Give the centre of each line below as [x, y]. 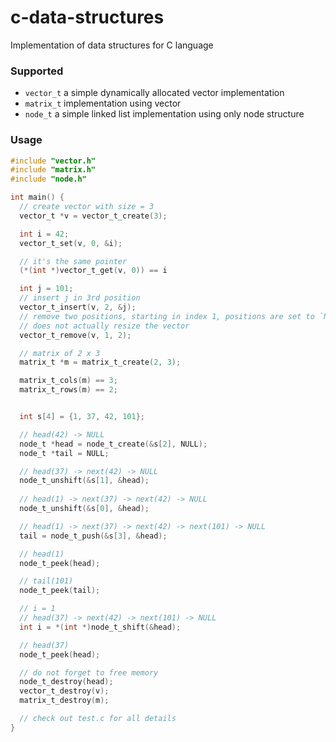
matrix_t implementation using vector [103, 103]
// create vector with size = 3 [87, 207]
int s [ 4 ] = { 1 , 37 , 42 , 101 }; [82, 417]
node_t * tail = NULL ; [64, 453]
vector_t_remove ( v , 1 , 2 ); [75, 335]
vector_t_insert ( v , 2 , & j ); [78, 307]
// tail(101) [46, 581]
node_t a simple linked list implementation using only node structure [164, 114]
